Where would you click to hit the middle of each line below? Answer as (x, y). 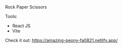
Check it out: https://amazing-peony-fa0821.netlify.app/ (61, 40)
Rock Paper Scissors (26, 7)
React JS (21, 26)
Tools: (11, 16)
